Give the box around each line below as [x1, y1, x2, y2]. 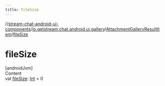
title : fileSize [5, 7, 39, 12]
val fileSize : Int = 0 [5, 75, 43, 82]
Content [5, 70, 22, 76]
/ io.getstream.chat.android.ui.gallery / [30, 26, 106, 32]
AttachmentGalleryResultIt [106, 26, 160, 32]
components [5, 26, 31, 32]
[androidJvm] [5, 65, 33, 71]
